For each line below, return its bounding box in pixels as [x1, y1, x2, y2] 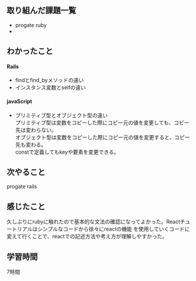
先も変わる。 [15, 141, 46, 148]
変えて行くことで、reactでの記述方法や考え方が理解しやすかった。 [6, 233, 168, 240]
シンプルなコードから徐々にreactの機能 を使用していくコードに [37, 225, 190, 233]
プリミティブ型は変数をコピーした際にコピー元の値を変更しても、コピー [15, 119, 190, 126]
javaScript [6, 98, 32, 104]
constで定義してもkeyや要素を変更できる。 [15, 148, 120, 155]
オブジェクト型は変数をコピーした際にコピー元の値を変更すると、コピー [15, 134, 190, 141]
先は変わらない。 [15, 126, 57, 133]
